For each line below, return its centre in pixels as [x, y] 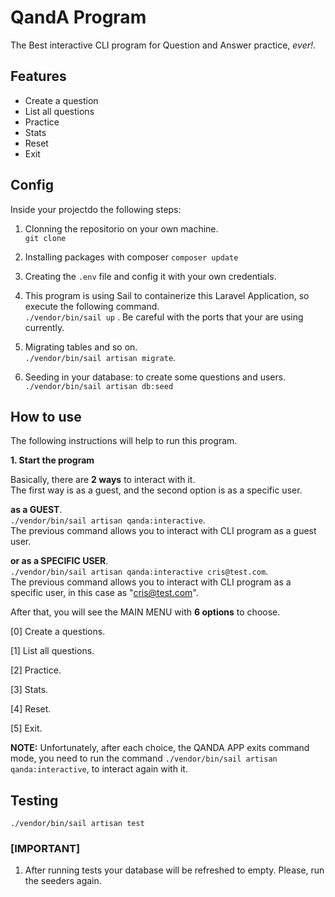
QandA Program [78, 17]
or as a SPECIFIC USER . [59, 561]
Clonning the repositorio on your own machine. [121, 228]
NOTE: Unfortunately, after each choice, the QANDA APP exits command [160, 748]
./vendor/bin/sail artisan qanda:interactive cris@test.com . [139, 572]
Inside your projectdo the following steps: [96, 209]
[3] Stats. [29, 690]
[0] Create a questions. [58, 632]
